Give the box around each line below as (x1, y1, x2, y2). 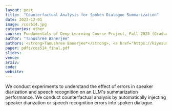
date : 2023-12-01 (5, 17, 42, 22)
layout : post (5, 7, 33, 13)
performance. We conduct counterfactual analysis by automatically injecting (5, 94, 166, 100)
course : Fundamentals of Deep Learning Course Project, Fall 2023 (5, 31, 150, 36)
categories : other (5, 27, 45, 32)
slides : (5, 50, 22, 55)
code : (5, 64, 17, 70)
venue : (5, 55, 19, 60)
